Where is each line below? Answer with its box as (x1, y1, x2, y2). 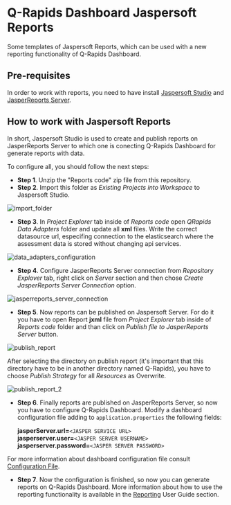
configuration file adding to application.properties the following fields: (17, 413, 222, 421)
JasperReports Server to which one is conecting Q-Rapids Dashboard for (7, 141, 216, 150)
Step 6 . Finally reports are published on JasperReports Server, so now (17, 398, 218, 407)
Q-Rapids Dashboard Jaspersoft (7, 5, 197, 21)
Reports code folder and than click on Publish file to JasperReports (17, 322, 209, 330)
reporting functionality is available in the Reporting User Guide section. (17, 490, 219, 498)
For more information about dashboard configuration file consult (7, 454, 190, 463)
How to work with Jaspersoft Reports (7, 116, 172, 127)
